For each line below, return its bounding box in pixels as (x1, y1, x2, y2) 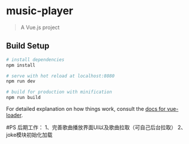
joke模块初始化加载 (6, 132, 53, 138)
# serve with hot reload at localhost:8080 (6, 73, 115, 79)
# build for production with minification (6, 89, 112, 95)
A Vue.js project (20, 24, 60, 31)
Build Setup (6, 41, 50, 51)
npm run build (6, 95, 41, 101)
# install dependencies (6, 56, 65, 63)
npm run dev (6, 78, 35, 84)
